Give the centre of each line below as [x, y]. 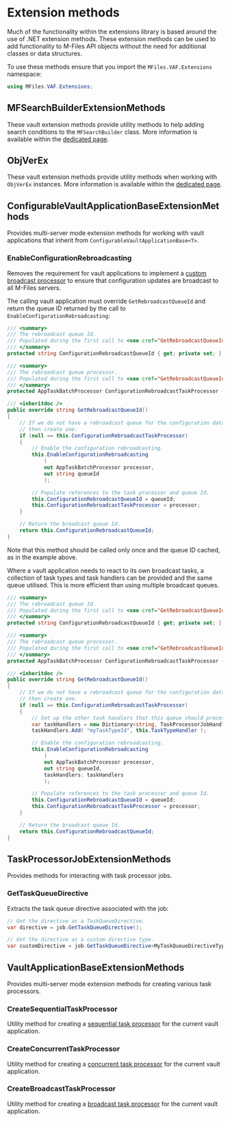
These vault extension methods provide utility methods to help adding [105, 124]
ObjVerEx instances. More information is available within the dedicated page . [115, 184]
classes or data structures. [44, 53]
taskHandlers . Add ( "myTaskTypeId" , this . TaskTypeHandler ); [119, 731]
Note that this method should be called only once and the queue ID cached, [114, 550]
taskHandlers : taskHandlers [84, 775]
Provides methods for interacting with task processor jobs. [90, 876]
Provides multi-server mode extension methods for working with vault [105, 233]
